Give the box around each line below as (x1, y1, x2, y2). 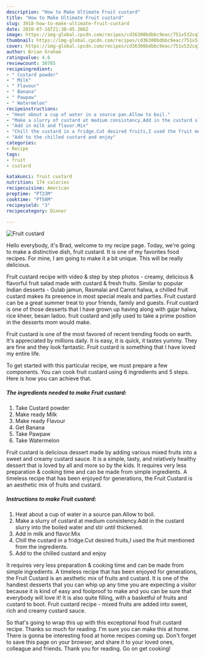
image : (6, 32, 23, 38)
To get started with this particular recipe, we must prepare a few (6, 362, 168, 369)
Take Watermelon (15, 437, 60, 444)
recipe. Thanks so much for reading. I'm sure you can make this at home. (6, 626, 190, 633)
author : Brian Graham (6, 49, 62, 55)
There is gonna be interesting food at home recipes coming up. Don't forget (6, 632, 196, 640)
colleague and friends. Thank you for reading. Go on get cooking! (6, 645, 171, 652)
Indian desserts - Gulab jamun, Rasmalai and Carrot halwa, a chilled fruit (6, 286, 188, 294)
